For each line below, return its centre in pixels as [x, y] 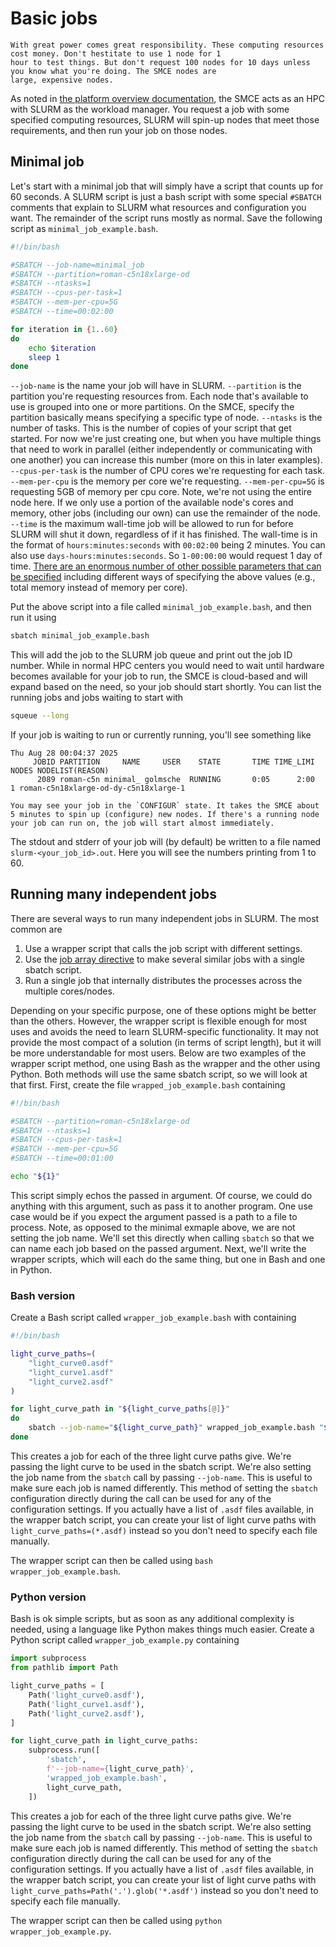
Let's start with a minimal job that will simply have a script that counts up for [167, 186]
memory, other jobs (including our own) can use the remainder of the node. [165, 513]
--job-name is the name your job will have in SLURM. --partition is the [156, 386]
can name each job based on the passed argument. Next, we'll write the [158, 1248]
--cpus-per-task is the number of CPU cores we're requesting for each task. [167, 471]
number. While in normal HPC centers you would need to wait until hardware [167, 666]
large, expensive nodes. [62, 80]
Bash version [43, 1295]
